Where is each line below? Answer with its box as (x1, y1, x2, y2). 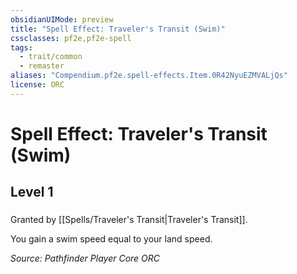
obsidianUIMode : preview (10, 14, 114, 25)
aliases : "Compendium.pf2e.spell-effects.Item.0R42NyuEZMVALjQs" (10, 71, 288, 81)
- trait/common (19, 52, 83, 62)
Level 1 (10, 184, 54, 201)
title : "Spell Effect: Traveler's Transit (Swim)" (10, 24, 226, 34)
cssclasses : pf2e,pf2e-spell (10, 33, 132, 43)
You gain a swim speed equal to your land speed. (10, 233, 213, 245)
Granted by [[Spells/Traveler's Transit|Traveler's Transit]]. (10, 214, 248, 226)
